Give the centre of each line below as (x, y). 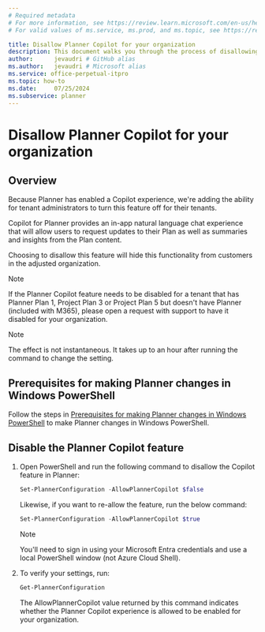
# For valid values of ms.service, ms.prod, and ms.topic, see (114, 30)
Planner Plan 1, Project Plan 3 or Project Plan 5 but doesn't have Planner (125, 303)
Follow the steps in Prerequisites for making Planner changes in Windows (127, 414)
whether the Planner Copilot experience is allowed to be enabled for (130, 611)
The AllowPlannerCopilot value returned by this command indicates (129, 602)
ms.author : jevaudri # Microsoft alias (77, 67)
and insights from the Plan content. (65, 240)
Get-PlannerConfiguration (62, 587)
